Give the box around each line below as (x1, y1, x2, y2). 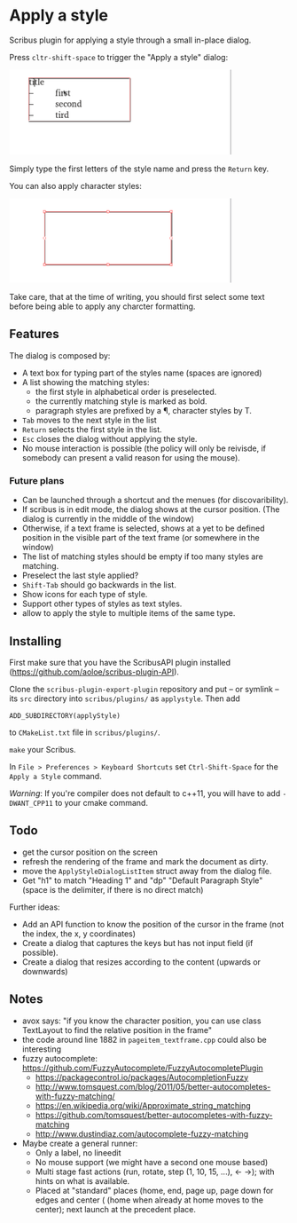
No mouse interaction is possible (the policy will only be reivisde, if (21, 443, 267, 454)
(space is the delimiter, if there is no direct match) (21, 884, 204, 895)
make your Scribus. (9, 745, 77, 755)
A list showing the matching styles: (21, 376, 150, 387)
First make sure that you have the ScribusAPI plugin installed (9, 658, 231, 668)
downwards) (21, 966, 68, 976)
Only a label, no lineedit (35, 1147, 121, 1158)
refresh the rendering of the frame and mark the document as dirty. (21, 856, 269, 866)
